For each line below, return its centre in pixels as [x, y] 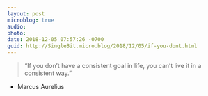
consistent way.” [48, 73]
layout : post [26, 14]
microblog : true [31, 20]
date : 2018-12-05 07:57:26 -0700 [56, 40]
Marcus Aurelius [41, 87]
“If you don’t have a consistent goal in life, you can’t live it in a [113, 66]
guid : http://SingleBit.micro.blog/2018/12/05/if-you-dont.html [102, 46]
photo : [17, 33]
